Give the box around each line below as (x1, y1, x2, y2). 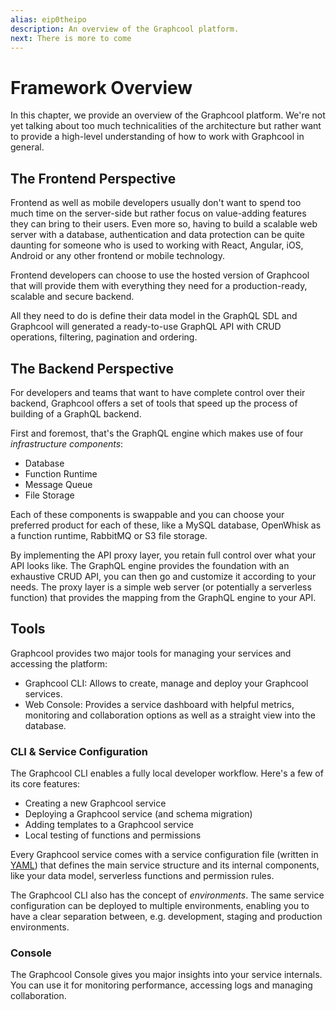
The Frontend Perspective (10, 170, 177, 187)
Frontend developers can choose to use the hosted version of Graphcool (10, 269, 310, 281)
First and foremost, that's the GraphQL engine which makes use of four (10, 427, 304, 439)
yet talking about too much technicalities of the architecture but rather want (10, 120, 322, 132)
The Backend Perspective (10, 360, 174, 377)
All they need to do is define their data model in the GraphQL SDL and (10, 310, 298, 322)
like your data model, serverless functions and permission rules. (10, 870, 275, 882)
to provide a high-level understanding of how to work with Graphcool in (10, 131, 305, 143)
